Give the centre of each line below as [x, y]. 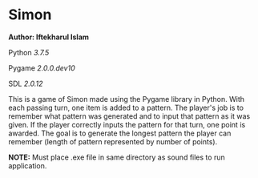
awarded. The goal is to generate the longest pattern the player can [120, 133]
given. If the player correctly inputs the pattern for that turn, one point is [127, 124]
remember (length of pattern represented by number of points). [113, 141]
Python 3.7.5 [29, 52]
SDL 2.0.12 [26, 83]
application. [28, 165]
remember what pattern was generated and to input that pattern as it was [129, 116]
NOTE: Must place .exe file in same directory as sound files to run [117, 157]
